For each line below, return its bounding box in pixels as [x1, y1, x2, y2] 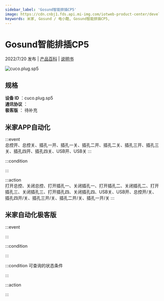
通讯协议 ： [5, 101, 28, 107]
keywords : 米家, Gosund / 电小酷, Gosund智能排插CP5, [5, 16, 110, 21]
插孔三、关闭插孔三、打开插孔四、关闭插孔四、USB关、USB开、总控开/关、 [5, 189, 157, 195]
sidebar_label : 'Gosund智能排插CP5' [5, 7, 77, 12]
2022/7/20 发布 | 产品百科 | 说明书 [5, 56, 74, 62]
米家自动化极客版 [5, 211, 57, 219]
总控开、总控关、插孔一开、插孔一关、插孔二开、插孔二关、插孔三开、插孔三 [5, 142, 159, 148]
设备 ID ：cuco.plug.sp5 [5, 95, 54, 101]
